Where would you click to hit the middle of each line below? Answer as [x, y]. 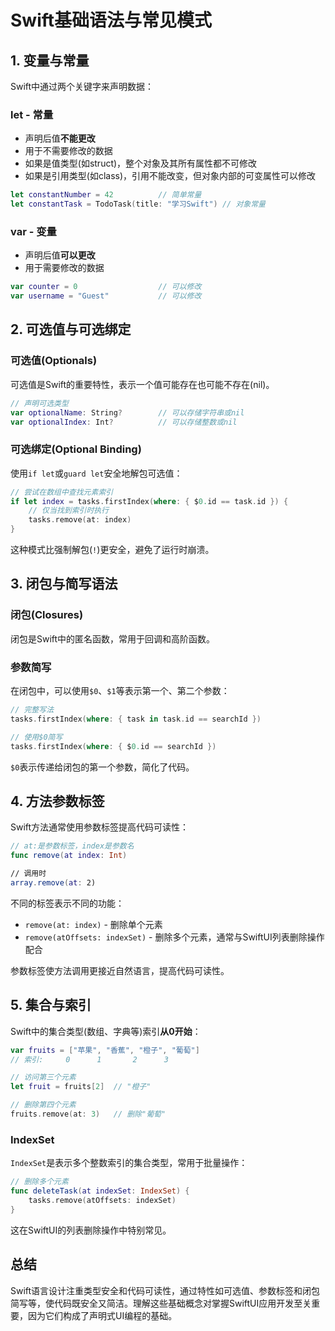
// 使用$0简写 [36, 737]
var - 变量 [33, 231]
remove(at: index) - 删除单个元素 [93, 924]
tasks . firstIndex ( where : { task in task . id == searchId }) [136, 719]
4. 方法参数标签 [57, 801]
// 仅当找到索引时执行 [69, 511]
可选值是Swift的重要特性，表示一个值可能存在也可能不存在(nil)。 [142, 384]
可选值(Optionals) [54, 361]
